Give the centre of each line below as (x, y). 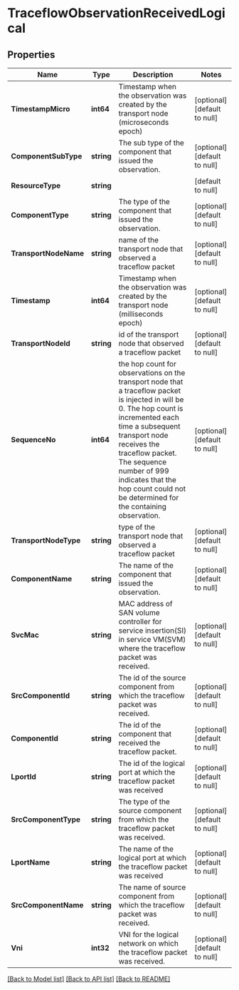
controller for (140, 622)
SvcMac (25, 635)
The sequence (143, 462)
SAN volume (139, 613)
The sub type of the (152, 143)
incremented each (149, 417)
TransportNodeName (48, 253)
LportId (24, 777)
